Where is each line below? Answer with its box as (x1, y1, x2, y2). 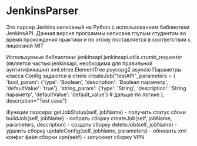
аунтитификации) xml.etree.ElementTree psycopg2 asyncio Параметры (6, 66, 182, 73)
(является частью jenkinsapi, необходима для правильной (6, 60, 153, 67)
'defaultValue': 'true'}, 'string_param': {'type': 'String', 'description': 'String (6, 84, 186, 91)
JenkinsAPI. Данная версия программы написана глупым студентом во (6, 29, 186, 36)
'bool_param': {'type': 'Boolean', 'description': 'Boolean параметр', (6, 78, 169, 86)
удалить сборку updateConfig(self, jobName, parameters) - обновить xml (6, 127, 187, 134)
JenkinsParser (6, 4, 79, 18)
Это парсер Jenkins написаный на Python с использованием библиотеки (6, 23, 190, 30)
